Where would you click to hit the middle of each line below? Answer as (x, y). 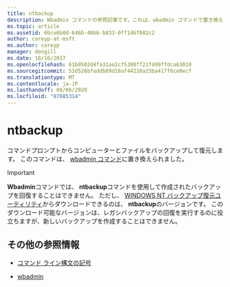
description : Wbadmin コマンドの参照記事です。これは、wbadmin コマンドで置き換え (115, 20)
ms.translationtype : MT (41, 77)
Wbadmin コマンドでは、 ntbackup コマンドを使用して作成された (99, 187)
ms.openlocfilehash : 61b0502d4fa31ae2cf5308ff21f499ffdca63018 (100, 65)
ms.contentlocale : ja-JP (43, 84)
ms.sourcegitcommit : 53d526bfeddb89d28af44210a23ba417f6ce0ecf (100, 71)
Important (21, 172)
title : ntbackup (30, 13)
